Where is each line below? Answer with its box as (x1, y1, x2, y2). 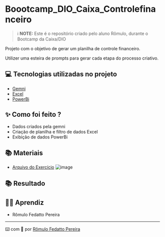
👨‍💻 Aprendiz (5, 199, 44, 207)
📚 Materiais (5, 149, 43, 157)
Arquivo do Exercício (12, 164, 55, 170)
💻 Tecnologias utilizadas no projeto (5, 70, 117, 78)
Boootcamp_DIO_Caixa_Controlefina (5, 3, 156, 15)
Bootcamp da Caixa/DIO (17, 36, 66, 42)
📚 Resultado (5, 179, 46, 188)
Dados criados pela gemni (12, 123, 65, 129)
